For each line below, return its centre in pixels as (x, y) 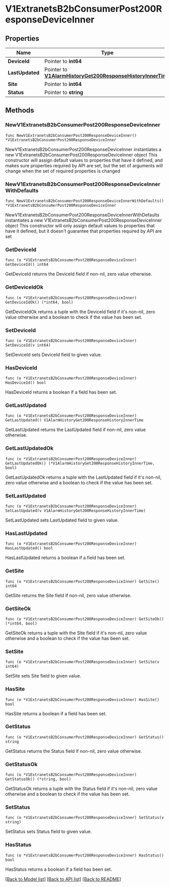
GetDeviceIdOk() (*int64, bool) (39, 302)
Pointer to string (64, 92)
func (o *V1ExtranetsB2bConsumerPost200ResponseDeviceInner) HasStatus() (85, 855)
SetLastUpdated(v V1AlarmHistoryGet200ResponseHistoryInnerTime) (75, 511)
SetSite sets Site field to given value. (43, 676)
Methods (20, 111)
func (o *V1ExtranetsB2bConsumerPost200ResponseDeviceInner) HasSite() (82, 699)
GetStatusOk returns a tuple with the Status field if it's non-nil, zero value (81, 789)
